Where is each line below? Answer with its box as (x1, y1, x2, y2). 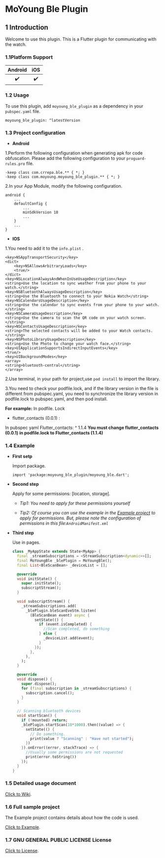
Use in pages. (12, 540, 41, 546)
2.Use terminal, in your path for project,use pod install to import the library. (5, 376, 160, 382)
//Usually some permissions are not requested (25, 750, 123, 755)
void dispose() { (17, 677, 53, 682)
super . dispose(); (21, 681, 57, 686)
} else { (38, 631, 57, 636)
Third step (12, 530, 34, 536)
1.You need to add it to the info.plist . (5, 245, 84, 251)
